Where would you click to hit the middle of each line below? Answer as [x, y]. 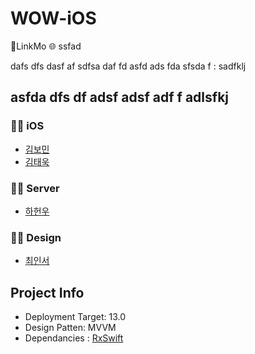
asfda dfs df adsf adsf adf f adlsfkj [120, 97]
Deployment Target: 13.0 [75, 317]
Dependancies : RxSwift [74, 338]
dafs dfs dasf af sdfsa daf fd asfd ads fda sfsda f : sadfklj [128, 66]
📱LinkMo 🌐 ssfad [46, 46]
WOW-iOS [53, 18]
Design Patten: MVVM [70, 328]
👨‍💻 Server [35, 188]
